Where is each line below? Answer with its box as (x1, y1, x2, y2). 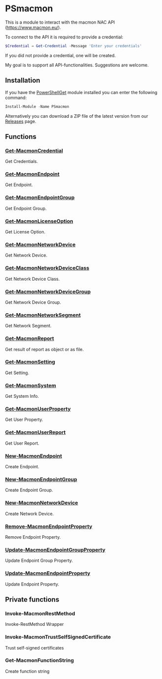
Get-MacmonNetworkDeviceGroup (5, 288, 91, 295)
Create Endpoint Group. (5, 487, 53, 493)
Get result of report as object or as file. (5, 346, 84, 352)
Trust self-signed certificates (5, 645, 64, 650)
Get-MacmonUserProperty (5, 406, 71, 413)
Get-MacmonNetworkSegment (5, 311, 81, 318)
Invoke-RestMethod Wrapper (5, 621, 64, 627)
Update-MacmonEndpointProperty (5, 570, 91, 577)
